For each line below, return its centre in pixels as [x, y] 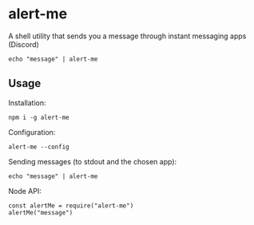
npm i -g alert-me [39, 117]
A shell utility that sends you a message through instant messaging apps [127, 36]
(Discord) [24, 44]
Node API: [25, 191]
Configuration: [32, 132]
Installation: [27, 103]
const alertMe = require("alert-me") [71, 205]
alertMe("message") [41, 212]
